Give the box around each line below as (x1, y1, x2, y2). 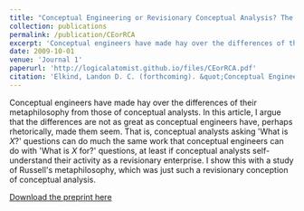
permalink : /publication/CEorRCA (9, 30, 136, 39)
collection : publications (9, 22, 107, 31)
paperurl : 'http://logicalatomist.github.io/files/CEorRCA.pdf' (9, 64, 257, 73)
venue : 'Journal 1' (9, 55, 83, 64)
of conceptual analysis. (9, 174, 97, 185)
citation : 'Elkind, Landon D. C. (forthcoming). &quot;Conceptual (9, 72, 265, 82)
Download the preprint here (9, 191, 112, 202)
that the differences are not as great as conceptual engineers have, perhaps (9, 116, 293, 127)
